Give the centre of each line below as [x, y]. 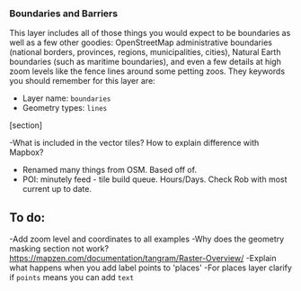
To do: [27, 218]
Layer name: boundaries [66, 98]
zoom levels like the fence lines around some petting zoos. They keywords [147, 71]
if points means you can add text [72, 277]
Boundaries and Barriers [64, 14]
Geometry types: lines [65, 108]
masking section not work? [59, 249]
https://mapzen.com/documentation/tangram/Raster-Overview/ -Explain [143, 259]
